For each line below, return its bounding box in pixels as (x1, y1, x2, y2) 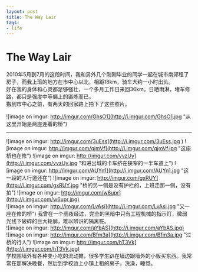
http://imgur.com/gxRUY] (97, 174, 159, 182)
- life (6, 25, 22, 31)
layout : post (6, 8, 38, 15)
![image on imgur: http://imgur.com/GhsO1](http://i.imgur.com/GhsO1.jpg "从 (6, 113, 191, 120)
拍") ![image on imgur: (6, 189, 60, 196)
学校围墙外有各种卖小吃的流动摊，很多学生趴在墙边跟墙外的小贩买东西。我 (6, 252, 187, 260)
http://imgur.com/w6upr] (61, 189, 121, 196)
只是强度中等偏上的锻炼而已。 (21, 93, 94, 101)
